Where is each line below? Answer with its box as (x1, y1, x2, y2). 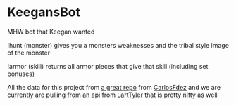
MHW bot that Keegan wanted (7, 27, 95, 36)
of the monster (7, 48, 51, 57)
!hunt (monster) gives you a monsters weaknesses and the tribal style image (7, 41, 229, 49)
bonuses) (7, 69, 35, 78)
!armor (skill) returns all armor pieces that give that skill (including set (7, 62, 209, 70)
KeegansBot (7, 4, 81, 20)
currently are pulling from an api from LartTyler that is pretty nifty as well (7, 91, 218, 99)
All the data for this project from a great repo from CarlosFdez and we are (7, 83, 221, 91)
